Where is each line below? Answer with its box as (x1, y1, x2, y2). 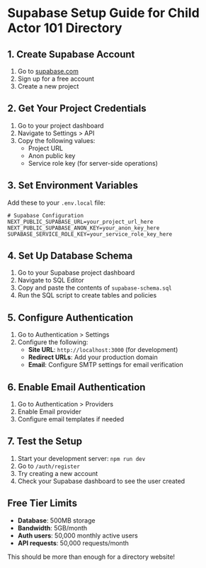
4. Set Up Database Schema (7, 250, 133, 262)
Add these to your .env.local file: (7, 198, 106, 207)
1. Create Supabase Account (7, 48, 135, 60)
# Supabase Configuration (7, 212, 84, 219)
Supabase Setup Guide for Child (7, 5, 200, 21)
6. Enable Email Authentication (7, 381, 146, 393)
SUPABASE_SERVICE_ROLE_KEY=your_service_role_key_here (7, 230, 173, 238)
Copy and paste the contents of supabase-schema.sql (17, 283, 172, 292)
